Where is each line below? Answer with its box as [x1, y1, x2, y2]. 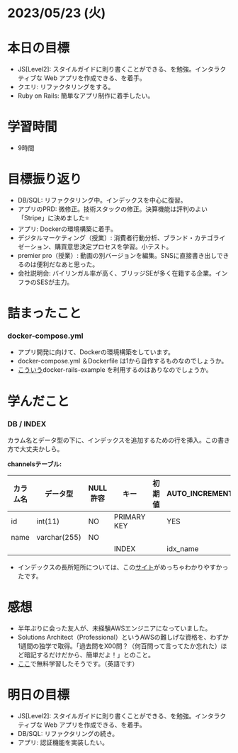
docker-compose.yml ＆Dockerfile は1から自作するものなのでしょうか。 [17, 357, 228, 366]
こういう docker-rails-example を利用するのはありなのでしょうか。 [17, 366, 212, 374]
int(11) [36, 516, 60, 526]
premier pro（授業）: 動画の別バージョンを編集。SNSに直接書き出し [17, 251, 217, 259]
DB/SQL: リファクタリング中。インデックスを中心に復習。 [17, 196, 187, 204]
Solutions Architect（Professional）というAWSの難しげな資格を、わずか [17, 633, 229, 641]
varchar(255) [36, 532, 81, 542]
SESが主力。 [36, 278, 74, 286]
